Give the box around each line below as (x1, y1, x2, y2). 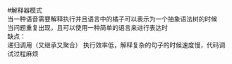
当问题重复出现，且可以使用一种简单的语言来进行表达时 (7, 24, 168, 31)
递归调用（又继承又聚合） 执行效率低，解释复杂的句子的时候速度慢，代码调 (7, 41, 226, 49)
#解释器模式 (7, 6, 42, 14)
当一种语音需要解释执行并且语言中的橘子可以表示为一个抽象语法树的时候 (7, 15, 217, 23)
